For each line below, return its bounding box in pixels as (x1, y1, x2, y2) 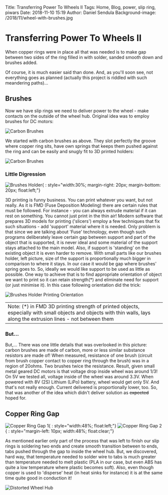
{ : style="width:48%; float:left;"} (48, 423, 116, 429)
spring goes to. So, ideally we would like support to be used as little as (5, 266, 150, 272)
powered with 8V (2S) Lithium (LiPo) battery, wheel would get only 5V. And (5, 379, 159, 385)
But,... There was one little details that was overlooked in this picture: (5, 342, 147, 348)
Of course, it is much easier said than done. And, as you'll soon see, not (5, 69, 153, 75)
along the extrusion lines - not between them (7, 315, 114, 322)
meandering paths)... (5, 80, 48, 86)
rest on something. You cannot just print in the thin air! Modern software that (5, 213, 163, 219)
